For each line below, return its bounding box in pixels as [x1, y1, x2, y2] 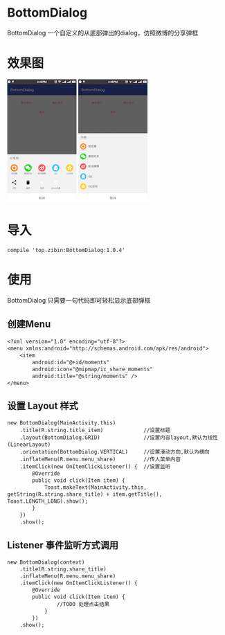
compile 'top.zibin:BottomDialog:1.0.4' [7, 247, 126, 253]
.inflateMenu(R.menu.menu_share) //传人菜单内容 [19, 456, 181, 463]
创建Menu [7, 319, 51, 330]
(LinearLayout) [7, 441, 51, 448]
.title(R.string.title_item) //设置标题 [19, 427, 171, 434]
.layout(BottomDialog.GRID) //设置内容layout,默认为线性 [19, 434, 218, 441]
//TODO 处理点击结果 [56, 601, 110, 608]
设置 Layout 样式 [7, 400, 78, 411]
